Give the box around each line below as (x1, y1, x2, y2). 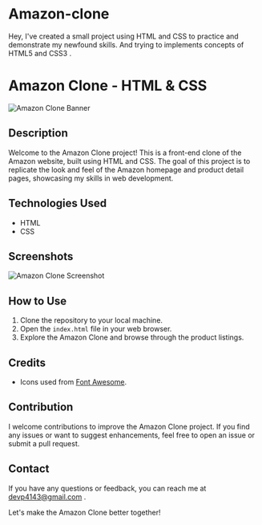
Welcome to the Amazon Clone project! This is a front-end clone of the (8, 148, 242, 157)
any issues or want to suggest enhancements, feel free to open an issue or (8, 430, 255, 440)
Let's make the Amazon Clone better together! (8, 507, 162, 517)
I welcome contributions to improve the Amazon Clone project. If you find (8, 421, 250, 431)
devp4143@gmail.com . (8, 491, 87, 502)
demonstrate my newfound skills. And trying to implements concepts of (8, 39, 244, 49)
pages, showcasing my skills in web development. (8, 173, 174, 183)
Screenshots (8, 250, 74, 263)
